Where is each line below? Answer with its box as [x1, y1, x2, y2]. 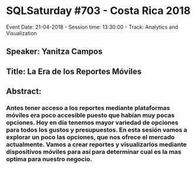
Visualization [6, 29, 37, 36]
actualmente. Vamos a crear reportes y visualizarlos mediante [6, 140, 187, 149]
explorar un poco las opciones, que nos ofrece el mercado [6, 133, 175, 142]
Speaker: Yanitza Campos [6, 47, 103, 57]
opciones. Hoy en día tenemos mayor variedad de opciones [6, 119, 179, 127]
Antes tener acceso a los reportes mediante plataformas [6, 104, 170, 112]
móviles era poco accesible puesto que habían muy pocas [6, 111, 175, 119]
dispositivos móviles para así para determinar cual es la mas [6, 148, 182, 156]
